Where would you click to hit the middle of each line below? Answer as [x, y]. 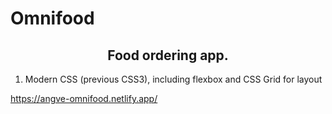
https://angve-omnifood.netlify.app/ [84, 98]
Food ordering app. [168, 55]
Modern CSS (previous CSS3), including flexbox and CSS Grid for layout [173, 79]
